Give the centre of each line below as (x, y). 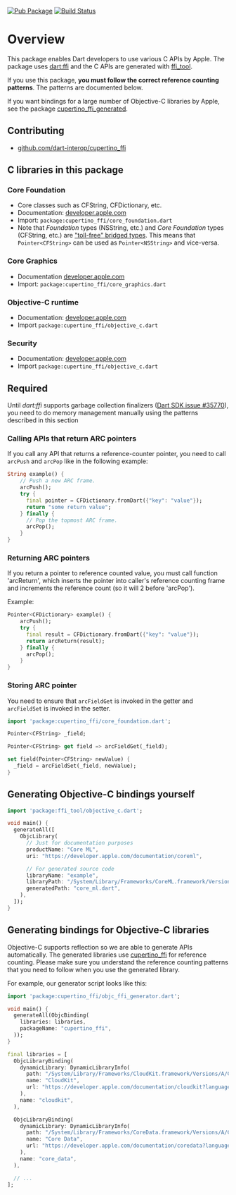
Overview (36, 39)
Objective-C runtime (43, 302)
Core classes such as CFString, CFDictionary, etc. (90, 205)
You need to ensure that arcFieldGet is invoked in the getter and (100, 701)
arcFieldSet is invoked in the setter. (59, 708)
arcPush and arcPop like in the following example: (78, 461)
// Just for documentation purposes (79, 843)
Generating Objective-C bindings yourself (101, 794)
